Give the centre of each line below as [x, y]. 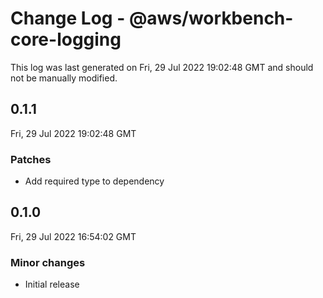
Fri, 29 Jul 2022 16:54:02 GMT [73, 236]
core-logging [66, 39]
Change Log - [68, 18]
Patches [31, 159]
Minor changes [48, 262]
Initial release [52, 284]
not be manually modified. [64, 78]
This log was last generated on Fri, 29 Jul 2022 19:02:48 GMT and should [162, 67]
